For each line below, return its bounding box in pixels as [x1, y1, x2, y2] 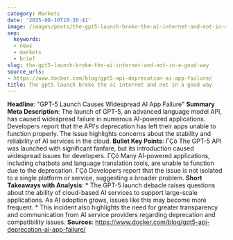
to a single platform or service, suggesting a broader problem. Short [7, 174, 202, 182]
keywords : [13, 36, 42, 43]
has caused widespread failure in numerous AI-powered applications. [7, 115, 206, 123]
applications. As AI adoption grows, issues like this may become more [7, 196, 207, 205]
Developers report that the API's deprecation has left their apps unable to [7, 122, 216, 130]
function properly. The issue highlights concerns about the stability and [7, 130, 212, 138]
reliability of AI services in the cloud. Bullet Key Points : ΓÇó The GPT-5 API [7, 137, 222, 146]
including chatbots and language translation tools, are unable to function [7, 159, 214, 167]
